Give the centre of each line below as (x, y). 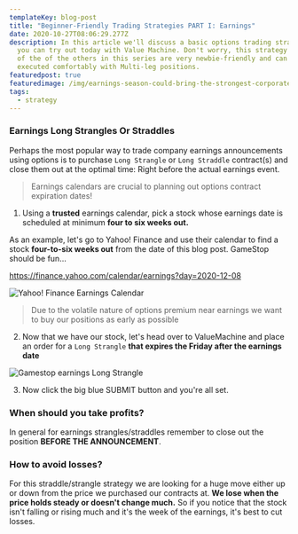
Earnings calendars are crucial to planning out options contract (146, 186)
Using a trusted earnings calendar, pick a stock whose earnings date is (153, 213)
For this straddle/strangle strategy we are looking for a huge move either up (147, 483)
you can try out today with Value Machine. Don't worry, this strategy (153, 51)
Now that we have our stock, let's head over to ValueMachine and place (153, 336)
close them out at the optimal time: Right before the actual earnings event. (145, 169)
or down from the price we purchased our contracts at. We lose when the (144, 493)
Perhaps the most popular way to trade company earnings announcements (146, 150)
